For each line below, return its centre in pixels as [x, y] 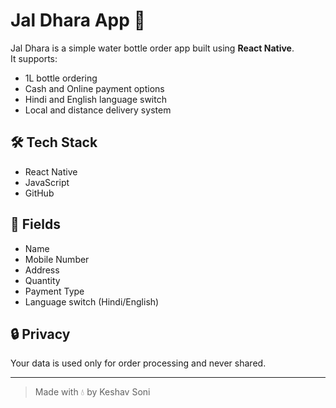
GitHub [39, 193]
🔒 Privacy [40, 334]
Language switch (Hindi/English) [92, 301]
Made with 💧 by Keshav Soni [92, 392]
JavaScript [47, 182]
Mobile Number [57, 259]
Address [42, 270]
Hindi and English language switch [95, 99]
